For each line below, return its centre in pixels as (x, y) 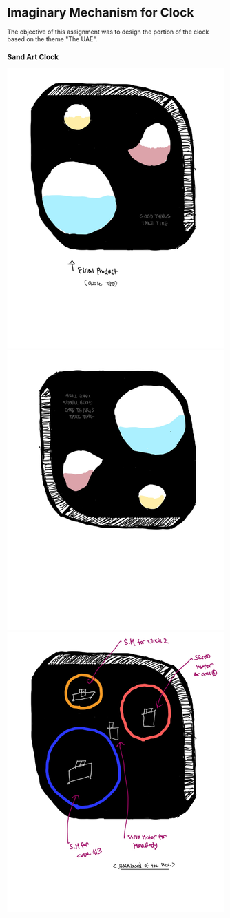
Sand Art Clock (33, 56)
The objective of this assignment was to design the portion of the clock (108, 32)
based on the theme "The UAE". (52, 39)
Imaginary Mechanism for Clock (101, 13)
